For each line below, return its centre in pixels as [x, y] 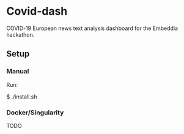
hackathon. [20, 34]
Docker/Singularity [35, 113]
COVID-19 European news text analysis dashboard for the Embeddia [92, 28]
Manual [18, 72]
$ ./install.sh [22, 97]
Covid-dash [37, 11]
